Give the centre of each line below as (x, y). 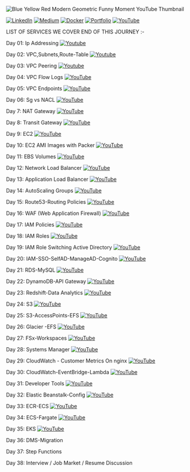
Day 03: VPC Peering (32, 66)
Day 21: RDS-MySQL (31, 270)
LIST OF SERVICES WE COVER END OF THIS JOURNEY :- (75, 32)
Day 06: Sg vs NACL (31, 100)
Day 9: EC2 (20, 134)
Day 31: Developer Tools (35, 383)
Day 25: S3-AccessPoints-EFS (43, 315)
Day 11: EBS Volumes (31, 156)
